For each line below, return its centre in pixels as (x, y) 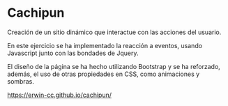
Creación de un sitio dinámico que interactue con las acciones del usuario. (114, 32)
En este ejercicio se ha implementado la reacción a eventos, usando (105, 45)
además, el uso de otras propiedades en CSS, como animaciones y (104, 74)
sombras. (21, 81)
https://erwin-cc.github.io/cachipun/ (60, 95)
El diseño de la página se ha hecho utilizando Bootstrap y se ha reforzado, (114, 66)
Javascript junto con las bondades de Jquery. (73, 53)
